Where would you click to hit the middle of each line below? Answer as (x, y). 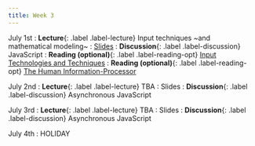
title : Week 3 (31, 15)
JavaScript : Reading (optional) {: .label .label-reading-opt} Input (113, 54)
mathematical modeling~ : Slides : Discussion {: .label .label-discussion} (124, 46)
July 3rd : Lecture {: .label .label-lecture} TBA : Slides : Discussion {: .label (127, 110)
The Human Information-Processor (80, 71)
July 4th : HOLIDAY (39, 133)
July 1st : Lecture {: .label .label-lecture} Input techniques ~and (109, 38)
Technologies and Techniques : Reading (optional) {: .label (103, 63)
